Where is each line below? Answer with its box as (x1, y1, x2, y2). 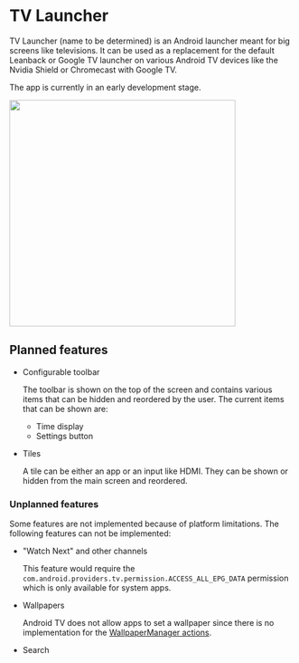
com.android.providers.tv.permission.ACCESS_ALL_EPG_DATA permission (22, 572, 289, 584)
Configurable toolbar (22, 366, 100, 377)
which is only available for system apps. (22, 582, 172, 593)
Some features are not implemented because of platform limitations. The (9, 518, 280, 530)
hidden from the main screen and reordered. (22, 475, 188, 485)
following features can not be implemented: (9, 528, 172, 539)
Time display (35, 420, 84, 431)
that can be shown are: (22, 403, 108, 414)
